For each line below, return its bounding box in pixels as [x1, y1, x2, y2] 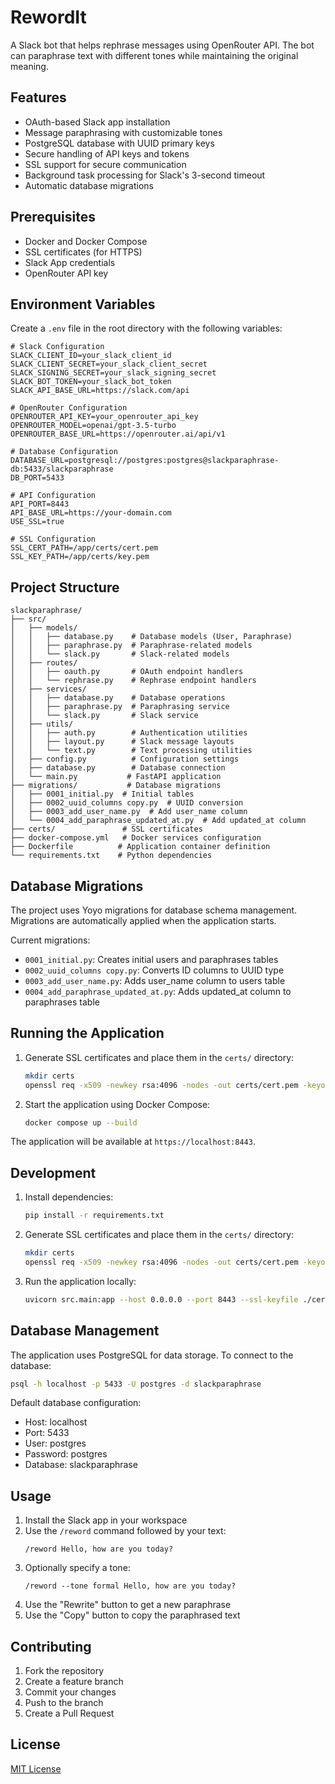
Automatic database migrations [24, 179, 155, 191]
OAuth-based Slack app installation [24, 116, 171, 128]
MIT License [10, 1762, 62, 1775]
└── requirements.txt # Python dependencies [10, 851, 213, 861]
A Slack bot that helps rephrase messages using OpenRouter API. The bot [10, 39, 315, 51]
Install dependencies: [24, 1191, 114, 1203]
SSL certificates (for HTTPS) [24, 246, 143, 258]
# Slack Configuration [10, 342, 105, 352]
